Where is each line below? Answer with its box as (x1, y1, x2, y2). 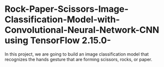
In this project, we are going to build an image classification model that (4, 51, 149, 57)
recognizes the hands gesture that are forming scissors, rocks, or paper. (4, 56, 152, 62)
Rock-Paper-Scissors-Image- (4, 3, 129, 15)
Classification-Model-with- (4, 14, 120, 25)
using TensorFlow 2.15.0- (4, 35, 111, 46)
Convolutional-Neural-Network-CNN (4, 25, 160, 35)
